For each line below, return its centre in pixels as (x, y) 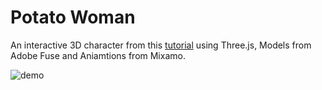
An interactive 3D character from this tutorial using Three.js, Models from (161, 45)
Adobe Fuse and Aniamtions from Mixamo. (98, 55)
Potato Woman (73, 17)
